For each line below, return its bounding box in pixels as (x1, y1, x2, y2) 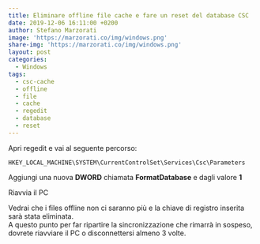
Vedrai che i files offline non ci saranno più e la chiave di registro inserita (8, 203, 245, 212)
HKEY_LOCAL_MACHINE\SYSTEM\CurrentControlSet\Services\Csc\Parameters (8, 159, 246, 167)
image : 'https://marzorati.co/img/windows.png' (8, 33, 168, 42)
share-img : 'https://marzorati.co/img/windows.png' (8, 41, 182, 49)
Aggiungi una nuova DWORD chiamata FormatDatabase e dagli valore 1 (8, 172, 243, 182)
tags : (8, 70, 26, 78)
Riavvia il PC (8, 187, 49, 197)
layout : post (8, 48, 51, 56)
